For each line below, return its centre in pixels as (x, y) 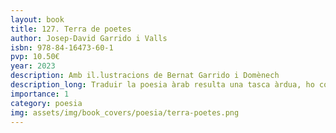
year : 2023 (33, 66)
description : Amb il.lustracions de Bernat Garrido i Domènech (145, 76)
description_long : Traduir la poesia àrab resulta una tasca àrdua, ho (162, 85)
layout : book (37, 19)
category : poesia (46, 103)
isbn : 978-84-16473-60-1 (62, 47)
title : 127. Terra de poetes (71, 29)
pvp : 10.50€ (35, 57)
